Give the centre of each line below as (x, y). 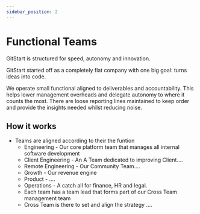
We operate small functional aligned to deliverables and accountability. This (100, 88)
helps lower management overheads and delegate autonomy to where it (95, 95)
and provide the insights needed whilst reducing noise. (74, 107)
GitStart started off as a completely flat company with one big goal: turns (97, 70)
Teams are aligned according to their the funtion (75, 141)
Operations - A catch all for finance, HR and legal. (86, 186)
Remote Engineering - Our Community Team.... (82, 166)
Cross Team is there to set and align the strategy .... (88, 205)
